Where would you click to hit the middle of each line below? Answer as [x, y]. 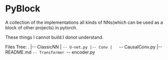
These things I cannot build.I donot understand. [54, 37]
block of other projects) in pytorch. [41, 27]
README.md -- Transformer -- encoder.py [50, 52]
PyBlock [23, 9]
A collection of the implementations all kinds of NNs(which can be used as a [84, 22]
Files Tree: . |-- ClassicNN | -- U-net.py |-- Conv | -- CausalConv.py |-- [84, 47]
